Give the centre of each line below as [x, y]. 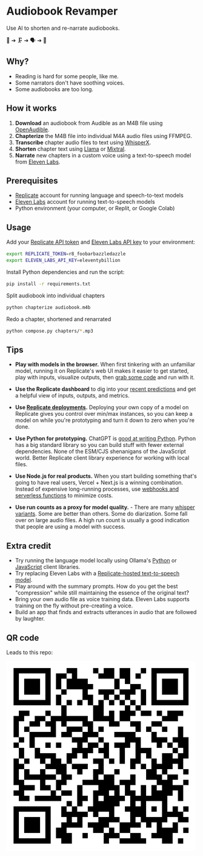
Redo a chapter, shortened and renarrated [59, 319]
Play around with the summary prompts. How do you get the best [96, 586]
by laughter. [30, 619]
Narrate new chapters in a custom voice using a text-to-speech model [103, 155]
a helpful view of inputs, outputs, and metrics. [72, 396]
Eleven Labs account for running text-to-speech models [85, 202]
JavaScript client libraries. [48, 567]
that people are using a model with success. [70, 526]
